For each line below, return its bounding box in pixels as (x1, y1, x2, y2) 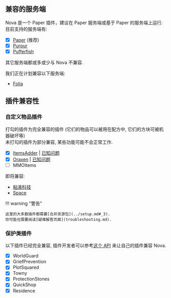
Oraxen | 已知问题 (12, 156, 50, 162)
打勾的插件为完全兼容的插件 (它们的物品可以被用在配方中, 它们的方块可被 (5, 126, 160, 132)
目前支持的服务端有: (5, 26, 48, 32)
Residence (12, 287, 35, 294)
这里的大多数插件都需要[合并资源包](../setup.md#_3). (5, 211, 110, 217)
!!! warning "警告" (5, 200, 43, 207)
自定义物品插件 (5, 114, 43, 121)
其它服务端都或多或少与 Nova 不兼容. (5, 60, 84, 65)
